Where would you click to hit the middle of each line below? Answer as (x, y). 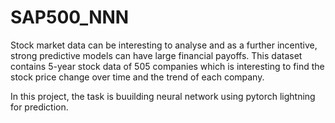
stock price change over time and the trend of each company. (137, 77)
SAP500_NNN (70, 17)
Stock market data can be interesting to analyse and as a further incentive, (164, 45)
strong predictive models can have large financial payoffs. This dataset (156, 55)
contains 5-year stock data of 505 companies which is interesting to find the (167, 66)
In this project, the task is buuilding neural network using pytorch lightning (163, 96)
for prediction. (39, 107)
